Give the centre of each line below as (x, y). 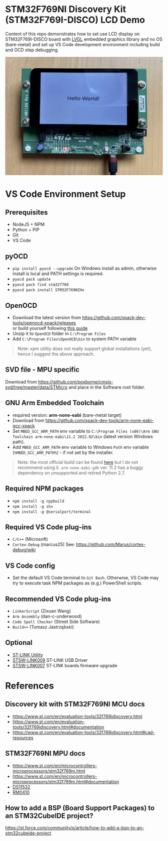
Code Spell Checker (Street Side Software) (56, 622)
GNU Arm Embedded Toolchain (54, 403)
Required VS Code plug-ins (48, 527)
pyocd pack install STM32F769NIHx (48, 290)
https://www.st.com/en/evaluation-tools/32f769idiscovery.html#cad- (83, 732)
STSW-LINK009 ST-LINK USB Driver (50, 660)
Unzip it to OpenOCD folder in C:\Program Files (59, 334)
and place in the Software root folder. (107, 387)
